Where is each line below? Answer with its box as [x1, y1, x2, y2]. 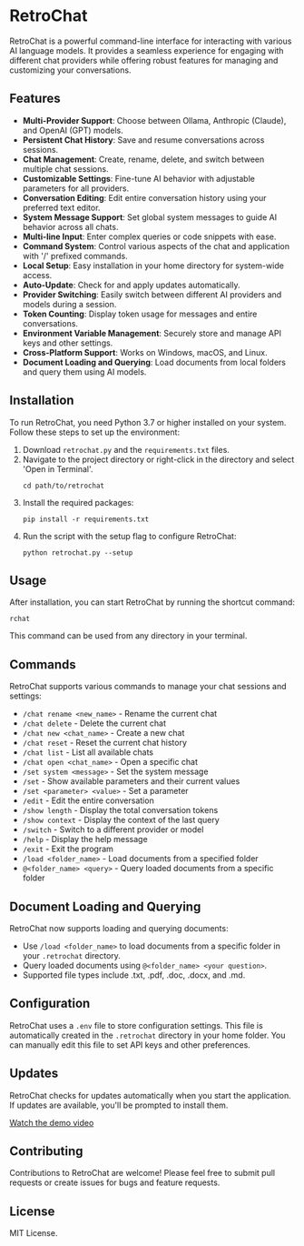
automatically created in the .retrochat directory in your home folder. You [9, 1030, 286, 1040]
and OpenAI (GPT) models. [22, 125, 124, 136]
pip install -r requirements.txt [22, 515, 150, 524]
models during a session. [22, 298, 117, 309]
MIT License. [9, 1228, 58, 1239]
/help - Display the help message [22, 834, 148, 845]
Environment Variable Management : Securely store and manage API [22, 327, 281, 338]
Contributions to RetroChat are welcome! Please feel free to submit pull [9, 1168, 275, 1179]
